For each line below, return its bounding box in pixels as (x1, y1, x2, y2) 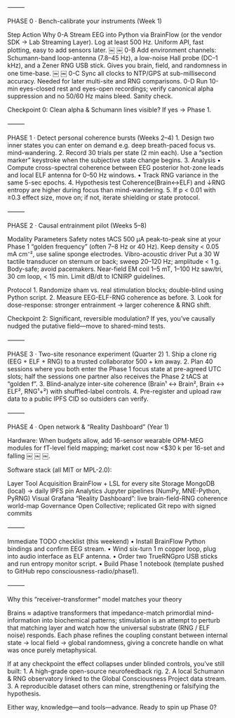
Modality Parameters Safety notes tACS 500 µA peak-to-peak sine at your (7, 235, 222, 243)
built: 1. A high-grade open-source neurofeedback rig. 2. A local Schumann (7, 667, 224, 675)
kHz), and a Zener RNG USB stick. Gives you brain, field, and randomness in (7, 61, 227, 69)
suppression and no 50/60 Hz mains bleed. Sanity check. (7, 92, 173, 100)
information (7, 616, 41, 624)
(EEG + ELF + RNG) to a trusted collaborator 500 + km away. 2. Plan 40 (7, 357, 213, 366)
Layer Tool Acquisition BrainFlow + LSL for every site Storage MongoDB (7, 479, 215, 487)
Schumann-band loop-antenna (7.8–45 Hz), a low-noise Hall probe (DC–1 (7, 54, 218, 62)
